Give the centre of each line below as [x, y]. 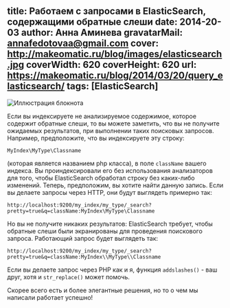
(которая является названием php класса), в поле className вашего [107, 163]
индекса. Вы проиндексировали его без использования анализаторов [110, 170]
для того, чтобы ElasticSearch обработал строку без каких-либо [101, 178]
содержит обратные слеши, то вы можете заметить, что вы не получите [113, 123]
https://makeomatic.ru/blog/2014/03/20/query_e [115, 76]
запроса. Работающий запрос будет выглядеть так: [83, 238]
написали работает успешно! [50, 297]
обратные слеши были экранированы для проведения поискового [105, 231]
